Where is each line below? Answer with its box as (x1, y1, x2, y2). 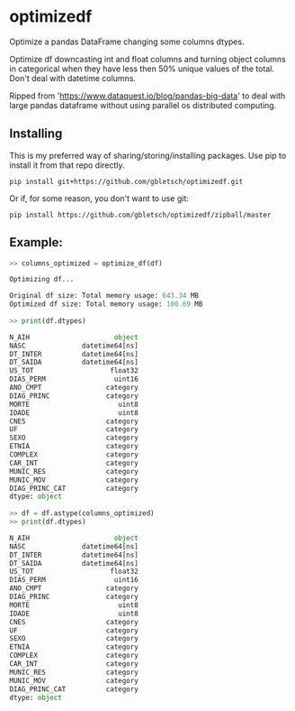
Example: (9, 235, 63, 250)
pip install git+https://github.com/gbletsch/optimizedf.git (9, 177, 244, 186)
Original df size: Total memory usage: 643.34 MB (9, 291, 200, 300)
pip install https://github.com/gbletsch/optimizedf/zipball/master (9, 210, 272, 219)
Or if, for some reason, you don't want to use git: (9, 192, 189, 204)
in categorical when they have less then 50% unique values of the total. (9, 63, 274, 74)
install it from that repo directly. (9, 160, 125, 171)
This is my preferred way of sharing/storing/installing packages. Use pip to (9, 150, 287, 161)
